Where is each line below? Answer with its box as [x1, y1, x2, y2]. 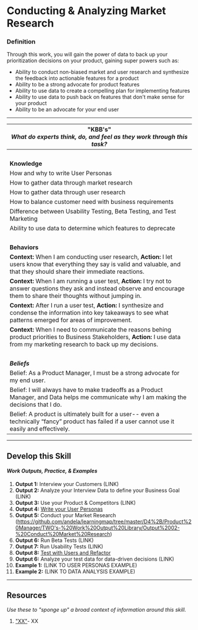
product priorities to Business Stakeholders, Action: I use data [9, 333, 181, 341]
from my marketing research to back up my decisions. [9, 340, 159, 348]
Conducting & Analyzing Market [6, 4, 166, 18]
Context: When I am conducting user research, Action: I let [9, 253, 173, 261]
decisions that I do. [9, 401, 62, 409]
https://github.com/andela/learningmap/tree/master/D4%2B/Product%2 [17, 518, 192, 525]
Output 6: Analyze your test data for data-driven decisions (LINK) [15, 555, 174, 562]
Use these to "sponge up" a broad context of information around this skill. [6, 606, 187, 613]
